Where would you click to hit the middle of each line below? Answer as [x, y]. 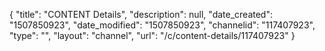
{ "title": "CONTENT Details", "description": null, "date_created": [141, 14]
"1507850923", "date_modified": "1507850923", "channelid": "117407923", [162, 25]
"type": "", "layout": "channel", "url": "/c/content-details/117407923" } [152, 35]
